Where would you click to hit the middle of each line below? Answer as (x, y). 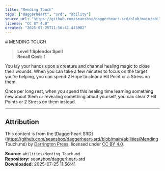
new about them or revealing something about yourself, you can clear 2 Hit (81, 97)
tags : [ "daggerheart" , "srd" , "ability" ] (48, 14)
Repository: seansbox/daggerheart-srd (45, 159)
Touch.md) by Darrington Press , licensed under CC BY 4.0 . (65, 144)
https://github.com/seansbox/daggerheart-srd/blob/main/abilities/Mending (82, 139)
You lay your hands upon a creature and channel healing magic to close (78, 66)
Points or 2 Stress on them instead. (41, 102)
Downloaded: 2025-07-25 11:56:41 (41, 164)
